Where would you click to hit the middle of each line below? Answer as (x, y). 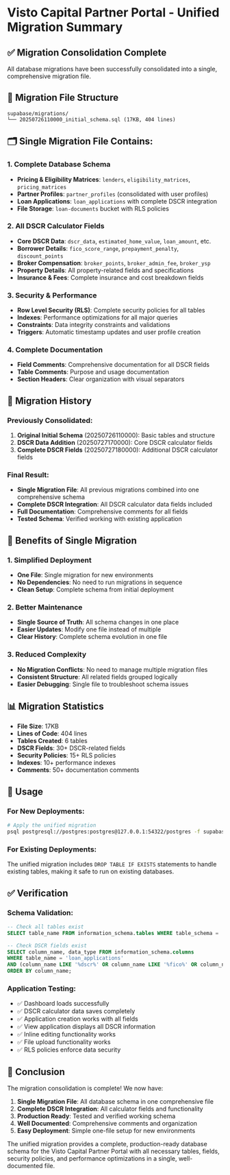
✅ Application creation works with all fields (77, 1019)
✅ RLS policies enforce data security (69, 1050)
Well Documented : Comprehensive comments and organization (107, 1124)
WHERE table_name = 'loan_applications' (66, 958)
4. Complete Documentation (55, 350)
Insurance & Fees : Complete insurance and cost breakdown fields (110, 277)
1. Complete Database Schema (59, 165)
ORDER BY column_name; (39, 971)
